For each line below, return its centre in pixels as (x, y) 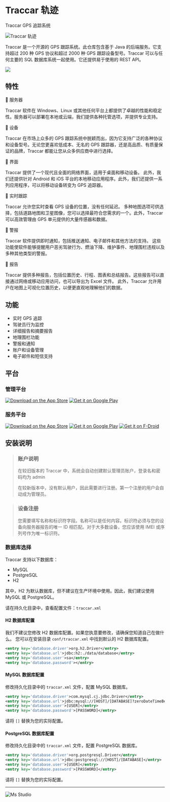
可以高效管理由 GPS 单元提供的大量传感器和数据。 (58, 219)
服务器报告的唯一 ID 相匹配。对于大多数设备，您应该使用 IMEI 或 (93, 527)
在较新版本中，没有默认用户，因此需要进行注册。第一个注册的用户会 (89, 488)
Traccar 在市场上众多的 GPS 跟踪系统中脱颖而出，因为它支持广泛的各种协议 (84, 138)
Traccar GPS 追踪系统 (28, 25)
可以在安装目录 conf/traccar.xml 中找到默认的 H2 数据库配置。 (86, 639)
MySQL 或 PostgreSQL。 (31, 597)
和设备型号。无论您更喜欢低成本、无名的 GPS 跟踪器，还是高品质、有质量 (82, 144)
